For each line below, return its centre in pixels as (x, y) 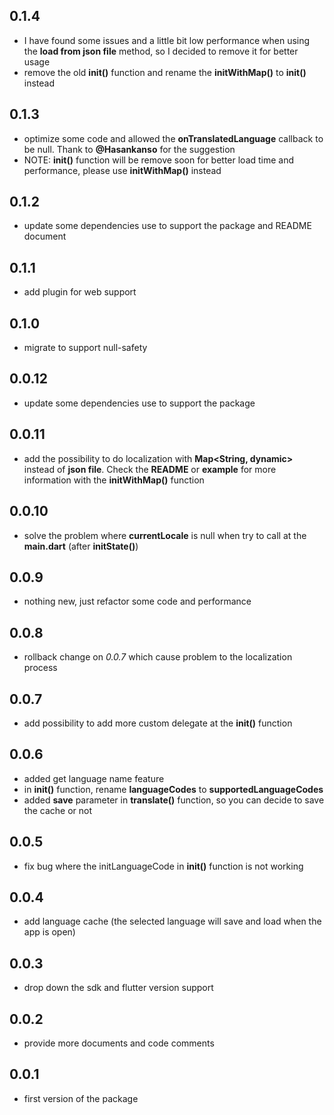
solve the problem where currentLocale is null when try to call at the (165, 535)
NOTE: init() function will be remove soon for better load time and (159, 160)
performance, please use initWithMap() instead (122, 170)
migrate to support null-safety (85, 348)
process (40, 668)
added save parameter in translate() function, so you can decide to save (174, 800)
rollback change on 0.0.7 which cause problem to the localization (158, 657)
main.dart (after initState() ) (81, 546)
